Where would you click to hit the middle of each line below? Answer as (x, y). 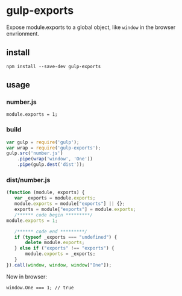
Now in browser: (27, 276)
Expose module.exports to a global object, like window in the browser (91, 27)
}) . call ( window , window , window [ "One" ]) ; (59, 265)
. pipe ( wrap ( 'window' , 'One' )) (55, 159)
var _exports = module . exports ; (55, 198)
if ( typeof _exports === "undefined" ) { (66, 237)
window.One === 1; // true (40, 288)
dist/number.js (28, 180)
